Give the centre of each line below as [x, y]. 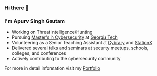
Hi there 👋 [17, 8]
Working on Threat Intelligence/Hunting [52, 32]
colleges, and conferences [39, 53]
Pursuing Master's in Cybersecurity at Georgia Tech [65, 37]
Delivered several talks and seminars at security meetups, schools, [80, 48]
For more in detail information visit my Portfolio [52, 68]
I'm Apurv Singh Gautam [35, 21]
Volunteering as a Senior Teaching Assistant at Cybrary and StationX [82, 43]
